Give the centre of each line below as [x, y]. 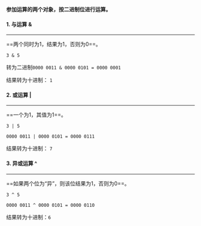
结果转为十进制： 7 [29, 148]
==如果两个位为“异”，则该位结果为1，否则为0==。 [68, 183]
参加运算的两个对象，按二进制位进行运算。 [59, 9]
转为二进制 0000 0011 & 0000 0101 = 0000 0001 [64, 68]
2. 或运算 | [19, 94]
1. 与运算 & [19, 24]
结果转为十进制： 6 [29, 217]
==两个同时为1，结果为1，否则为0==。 [54, 44]
